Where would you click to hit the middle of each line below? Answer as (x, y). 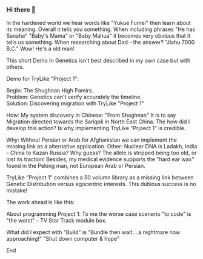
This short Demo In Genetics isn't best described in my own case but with (98, 61)
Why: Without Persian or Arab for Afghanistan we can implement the (92, 140)
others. (15, 67)
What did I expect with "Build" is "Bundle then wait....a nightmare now (93, 232)
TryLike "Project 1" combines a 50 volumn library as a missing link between (100, 178)
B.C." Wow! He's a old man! (40, 49)
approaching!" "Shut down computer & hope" (63, 239)
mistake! (17, 190)
